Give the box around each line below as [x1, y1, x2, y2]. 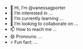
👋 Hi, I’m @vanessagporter [10, 5, 66, 10]
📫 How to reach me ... [10, 26, 57, 32]
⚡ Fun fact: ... [10, 39, 38, 45]
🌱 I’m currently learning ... [10, 15, 64, 21]
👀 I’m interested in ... [10, 10, 53, 16]
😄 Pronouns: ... [10, 33, 43, 39]
